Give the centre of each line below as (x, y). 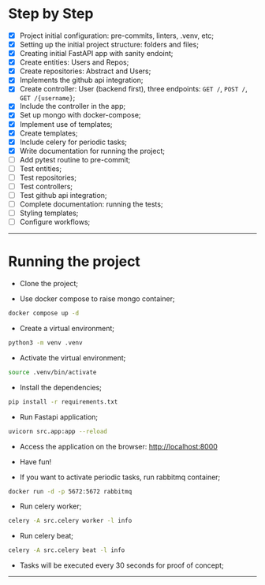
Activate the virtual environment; (73, 358)
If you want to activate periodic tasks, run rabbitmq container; (120, 477)
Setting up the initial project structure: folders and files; (109, 45)
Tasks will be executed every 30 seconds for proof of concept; (122, 565)
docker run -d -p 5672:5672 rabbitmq (70, 491)
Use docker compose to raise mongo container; (97, 299)
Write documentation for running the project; (92, 151)
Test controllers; (46, 186)
